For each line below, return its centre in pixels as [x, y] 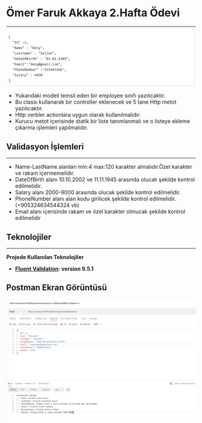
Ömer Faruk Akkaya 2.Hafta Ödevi [93, 13]
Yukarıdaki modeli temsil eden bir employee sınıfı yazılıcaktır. [90, 96]
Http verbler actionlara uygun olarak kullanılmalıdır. [78, 115]
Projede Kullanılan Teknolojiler [45, 257]
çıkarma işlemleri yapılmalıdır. [51, 128]
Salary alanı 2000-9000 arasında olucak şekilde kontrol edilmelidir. [98, 192]
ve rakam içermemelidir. [45, 173]
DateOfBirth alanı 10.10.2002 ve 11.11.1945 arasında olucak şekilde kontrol [105, 180]
